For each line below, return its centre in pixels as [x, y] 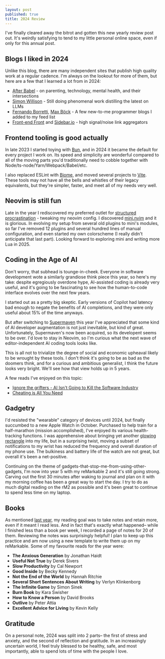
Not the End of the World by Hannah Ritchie [57, 577]
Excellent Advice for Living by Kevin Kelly [55, 608]
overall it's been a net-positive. [36, 457]
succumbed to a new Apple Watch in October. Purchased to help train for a [81, 425]
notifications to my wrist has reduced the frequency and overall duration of [81, 446]
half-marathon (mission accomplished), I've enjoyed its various [69, 431]
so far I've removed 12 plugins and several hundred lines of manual [73, 228]
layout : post [18, 10]
